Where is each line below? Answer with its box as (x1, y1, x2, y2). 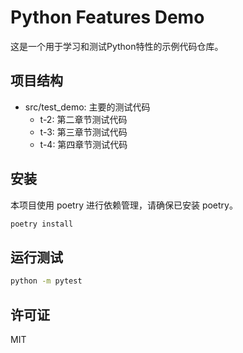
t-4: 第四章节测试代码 (39, 138, 128, 150)
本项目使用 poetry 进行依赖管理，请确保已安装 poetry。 (10, 199, 238, 211)
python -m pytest (10, 276, 83, 286)
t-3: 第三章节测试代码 (39, 126, 128, 138)
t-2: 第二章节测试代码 (39, 113, 128, 125)
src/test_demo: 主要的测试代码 (24, 101, 151, 113)
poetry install (10, 219, 74, 229)
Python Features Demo (10, 6, 205, 29)
